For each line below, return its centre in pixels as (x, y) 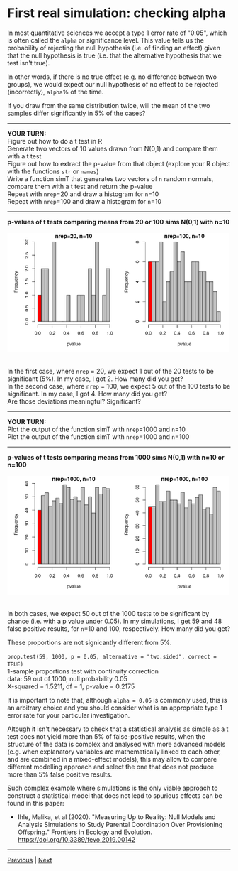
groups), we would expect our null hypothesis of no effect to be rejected (113, 84)
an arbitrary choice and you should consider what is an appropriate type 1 (115, 708)
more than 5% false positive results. (60, 774)
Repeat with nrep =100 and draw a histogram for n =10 (84, 201)
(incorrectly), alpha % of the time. (56, 92)
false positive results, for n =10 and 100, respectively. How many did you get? (119, 629)
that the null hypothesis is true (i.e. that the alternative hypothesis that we (114, 55)
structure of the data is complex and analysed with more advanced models (117, 745)
